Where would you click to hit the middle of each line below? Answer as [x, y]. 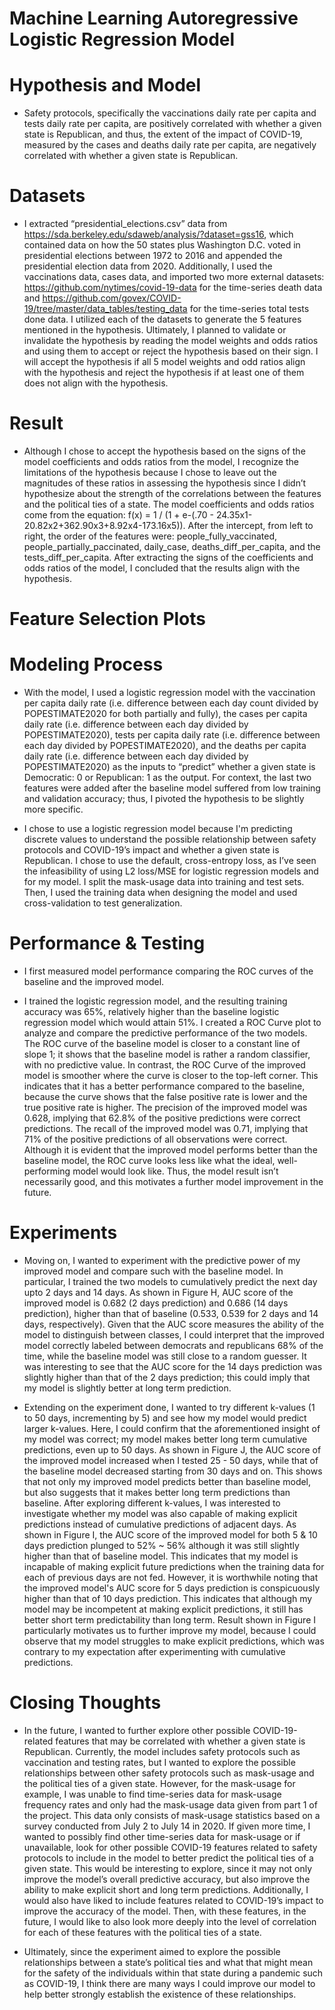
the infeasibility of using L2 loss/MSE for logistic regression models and [171, 871]
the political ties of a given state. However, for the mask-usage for [159, 1783]
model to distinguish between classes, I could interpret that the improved [174, 1335]
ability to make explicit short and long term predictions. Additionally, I [166, 1889]
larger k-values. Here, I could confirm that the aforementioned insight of [172, 1428]
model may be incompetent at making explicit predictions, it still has [163, 1609]
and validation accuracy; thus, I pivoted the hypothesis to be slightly [164, 799]
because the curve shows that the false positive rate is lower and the [165, 1097]
